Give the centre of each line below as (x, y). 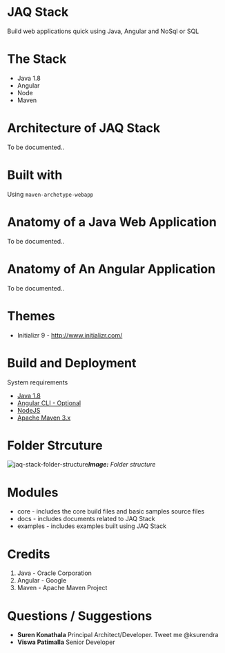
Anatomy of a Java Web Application (112, 222)
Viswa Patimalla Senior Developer (66, 642)
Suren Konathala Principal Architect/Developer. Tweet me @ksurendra (118, 635)
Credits (29, 554)
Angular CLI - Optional (49, 403)
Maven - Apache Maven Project (62, 588)
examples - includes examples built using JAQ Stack (92, 526)
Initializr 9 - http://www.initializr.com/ (70, 335)
